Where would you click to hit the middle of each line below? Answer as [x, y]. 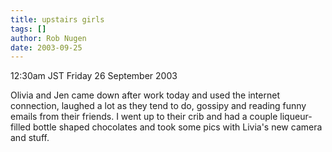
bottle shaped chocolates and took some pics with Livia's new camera [178, 127]
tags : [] [28, 29]
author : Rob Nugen [48, 38]
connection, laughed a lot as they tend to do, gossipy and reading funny [158, 106]
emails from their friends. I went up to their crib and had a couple [144, 117]
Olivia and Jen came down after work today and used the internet [145, 95]
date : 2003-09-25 [46, 47]
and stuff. [30, 138]
